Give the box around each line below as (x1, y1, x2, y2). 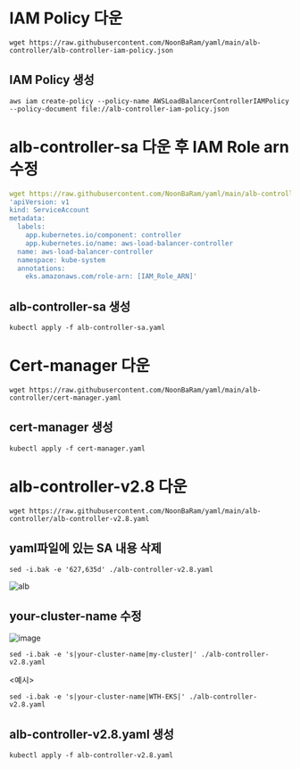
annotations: (17, 264, 66, 273)
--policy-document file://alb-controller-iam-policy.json (9, 104, 229, 113)
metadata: (9, 214, 46, 223)
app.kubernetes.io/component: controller (25, 231, 181, 240)
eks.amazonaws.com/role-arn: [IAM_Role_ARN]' (25, 272, 198, 281)
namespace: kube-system (17, 255, 105, 264)
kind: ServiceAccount (9, 206, 90, 215)
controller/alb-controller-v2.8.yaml (9, 514, 150, 523)
